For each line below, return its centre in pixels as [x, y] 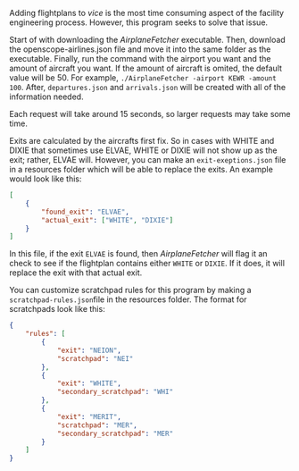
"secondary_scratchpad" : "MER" [115, 433]
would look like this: [46, 179]
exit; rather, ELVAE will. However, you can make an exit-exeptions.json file [148, 160]
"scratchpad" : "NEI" [95, 358]
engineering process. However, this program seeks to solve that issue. [139, 22]
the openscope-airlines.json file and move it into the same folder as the [140, 49]
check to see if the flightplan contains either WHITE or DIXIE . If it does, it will [147, 264]
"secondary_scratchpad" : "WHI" [115, 392]
